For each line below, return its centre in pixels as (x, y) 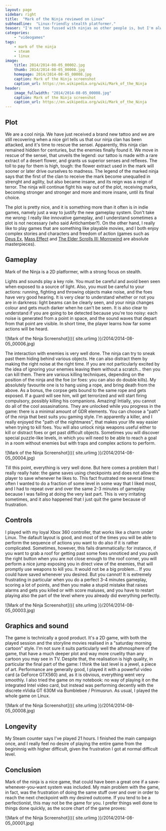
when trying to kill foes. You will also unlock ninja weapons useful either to (81, 427)
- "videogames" (30, 38)
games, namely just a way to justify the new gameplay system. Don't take (80, 212)
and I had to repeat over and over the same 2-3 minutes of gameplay (75, 489)
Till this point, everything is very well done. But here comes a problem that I (82, 467)
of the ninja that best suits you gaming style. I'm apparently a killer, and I (79, 416)
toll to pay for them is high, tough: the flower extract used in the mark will (80, 166)
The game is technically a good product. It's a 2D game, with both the (76, 638)
